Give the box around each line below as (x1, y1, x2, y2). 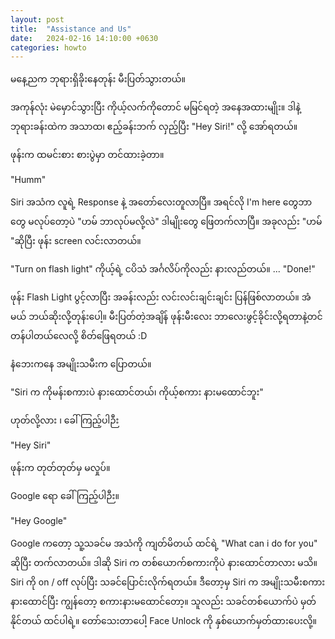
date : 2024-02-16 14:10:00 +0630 (10, 33, 159, 43)
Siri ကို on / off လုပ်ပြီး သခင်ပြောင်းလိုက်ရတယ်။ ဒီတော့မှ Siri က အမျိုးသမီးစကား (10, 576, 326, 588)
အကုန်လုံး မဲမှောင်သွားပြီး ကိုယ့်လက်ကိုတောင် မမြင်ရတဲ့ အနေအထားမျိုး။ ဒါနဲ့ (10, 101, 301, 113)
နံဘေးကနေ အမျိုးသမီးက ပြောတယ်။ (10, 358, 152, 370)
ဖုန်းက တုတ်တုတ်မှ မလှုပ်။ (10, 462, 111, 474)
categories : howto (10, 42, 87, 53)
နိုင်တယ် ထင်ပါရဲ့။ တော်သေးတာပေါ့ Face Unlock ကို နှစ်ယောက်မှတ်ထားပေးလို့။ (10, 615, 317, 627)
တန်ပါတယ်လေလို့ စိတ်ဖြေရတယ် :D (10, 330, 148, 342)
